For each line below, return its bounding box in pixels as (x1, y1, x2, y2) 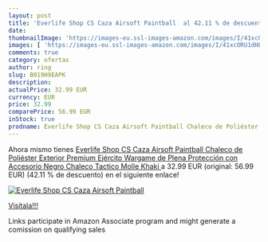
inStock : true (8, 115, 56, 123)
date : (8, 26, 26, 34)
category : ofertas (8, 57, 69, 64)
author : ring (8, 64, 52, 72)
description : (8, 78, 52, 86)
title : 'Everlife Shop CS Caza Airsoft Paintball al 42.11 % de (8, 19, 230, 27)
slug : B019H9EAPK (8, 71, 66, 79)
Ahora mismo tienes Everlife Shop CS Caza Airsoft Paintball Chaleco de (8, 144, 243, 154)
